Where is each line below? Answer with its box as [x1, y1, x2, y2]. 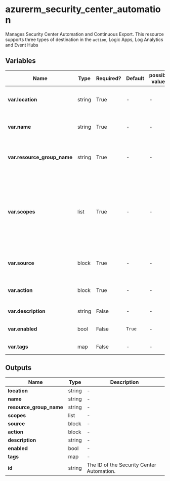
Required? [96, 75, 121, 82]
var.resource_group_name [8, 154, 73, 161]
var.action [8, 286, 33, 293]
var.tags [8, 343, 28, 350]
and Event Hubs [5, 42, 39, 48]
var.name [8, 123, 31, 130]
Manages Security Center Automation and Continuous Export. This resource [5, 31, 164, 37]
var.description [8, 308, 46, 315]
